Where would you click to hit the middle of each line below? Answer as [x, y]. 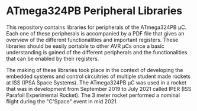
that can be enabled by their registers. [53, 58]
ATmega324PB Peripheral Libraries [94, 11]
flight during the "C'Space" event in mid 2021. [62, 101]
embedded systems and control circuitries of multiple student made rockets [98, 76]
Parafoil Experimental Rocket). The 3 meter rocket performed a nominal [93, 95]
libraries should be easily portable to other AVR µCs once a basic [85, 46]
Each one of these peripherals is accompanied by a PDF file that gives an [95, 33]
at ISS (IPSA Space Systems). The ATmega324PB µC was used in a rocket [96, 82]
